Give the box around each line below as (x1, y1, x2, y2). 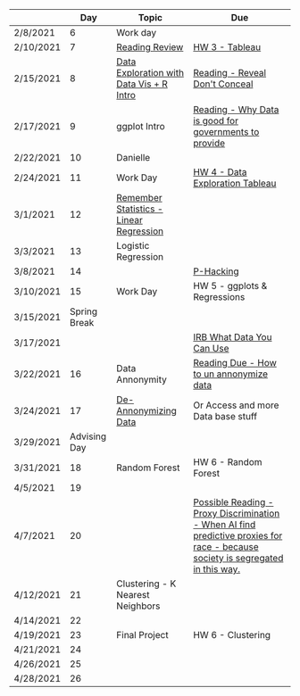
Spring (70, 305, 98, 318)
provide (193, 137, 226, 149)
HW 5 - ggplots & (193, 280, 268, 292)
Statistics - (115, 203, 163, 215)
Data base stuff (193, 410, 257, 422)
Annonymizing (115, 405, 177, 417)
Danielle (115, 152, 151, 163)
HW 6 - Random (193, 456, 262, 468)
